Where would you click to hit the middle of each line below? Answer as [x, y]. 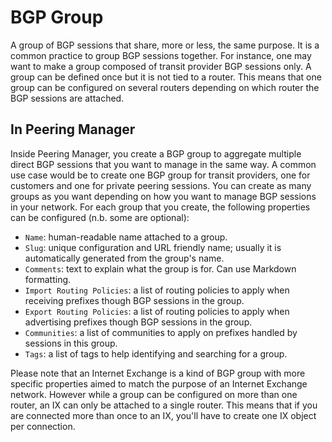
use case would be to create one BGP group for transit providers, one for [160, 175]
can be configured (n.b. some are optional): [100, 217]
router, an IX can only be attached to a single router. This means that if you [164, 405]
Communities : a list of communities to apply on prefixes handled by [161, 332]
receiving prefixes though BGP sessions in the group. [134, 300]
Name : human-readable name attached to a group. [126, 237]
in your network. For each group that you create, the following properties [160, 207]
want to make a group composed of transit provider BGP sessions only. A [161, 66]
